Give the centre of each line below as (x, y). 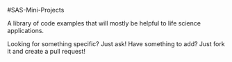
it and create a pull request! (46, 51)
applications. (25, 31)
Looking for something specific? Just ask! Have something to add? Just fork (116, 44)
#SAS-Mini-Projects (36, 10)
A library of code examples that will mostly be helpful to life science (104, 23)
